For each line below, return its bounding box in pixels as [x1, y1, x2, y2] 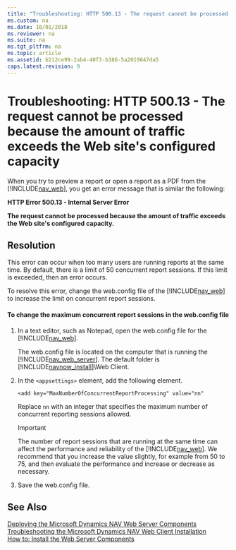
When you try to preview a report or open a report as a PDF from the [7, 177, 206, 185]
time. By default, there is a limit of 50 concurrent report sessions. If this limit [7, 265, 228, 274]
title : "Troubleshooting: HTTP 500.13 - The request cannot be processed [7, 10, 229, 18]
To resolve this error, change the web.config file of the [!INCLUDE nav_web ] [7, 287, 225, 295]
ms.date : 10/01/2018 [7, 23, 68, 30]
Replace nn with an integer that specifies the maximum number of [17, 402, 208, 410]
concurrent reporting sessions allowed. [17, 409, 132, 418]
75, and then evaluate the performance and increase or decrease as [17, 460, 215, 468]
